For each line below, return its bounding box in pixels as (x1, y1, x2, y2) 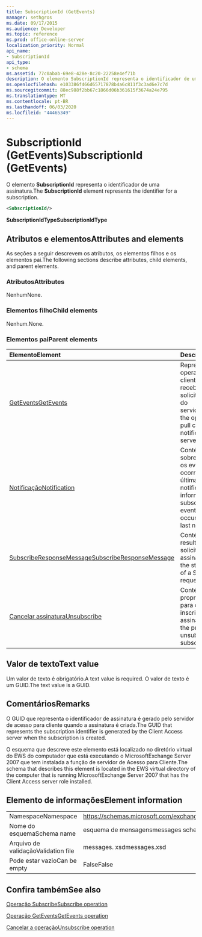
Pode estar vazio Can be (9, 856, 77, 865)
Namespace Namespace (9, 812, 78, 821)
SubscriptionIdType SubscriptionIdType (6, 216, 108, 223)
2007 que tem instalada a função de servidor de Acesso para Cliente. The (6, 758, 188, 765)
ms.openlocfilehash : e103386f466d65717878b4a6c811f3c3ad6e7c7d (6, 82, 168, 88)
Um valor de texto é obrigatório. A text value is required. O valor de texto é (6, 675, 189, 682)
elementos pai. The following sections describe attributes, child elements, (6, 257, 188, 263)
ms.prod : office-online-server (6, 37, 85, 43)
